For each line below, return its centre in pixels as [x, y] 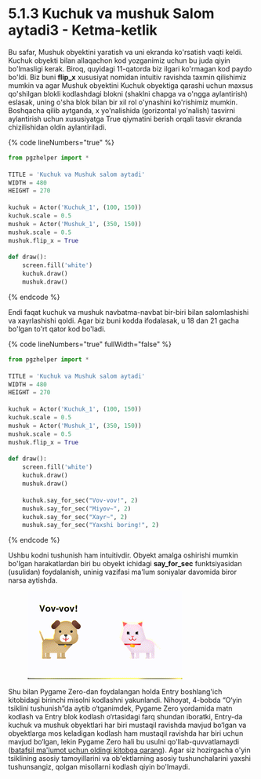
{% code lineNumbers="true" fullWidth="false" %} [90, 344]
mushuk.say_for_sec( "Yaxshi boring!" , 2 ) [91, 525]
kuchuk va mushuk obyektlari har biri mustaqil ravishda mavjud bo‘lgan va [127, 725]
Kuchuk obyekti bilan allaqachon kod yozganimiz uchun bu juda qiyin [120, 60]
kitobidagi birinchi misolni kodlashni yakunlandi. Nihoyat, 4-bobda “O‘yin [125, 700]
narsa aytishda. [33, 580]
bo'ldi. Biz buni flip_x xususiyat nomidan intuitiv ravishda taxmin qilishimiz [127, 77]
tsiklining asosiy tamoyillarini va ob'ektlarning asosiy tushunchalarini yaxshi [130, 759]
